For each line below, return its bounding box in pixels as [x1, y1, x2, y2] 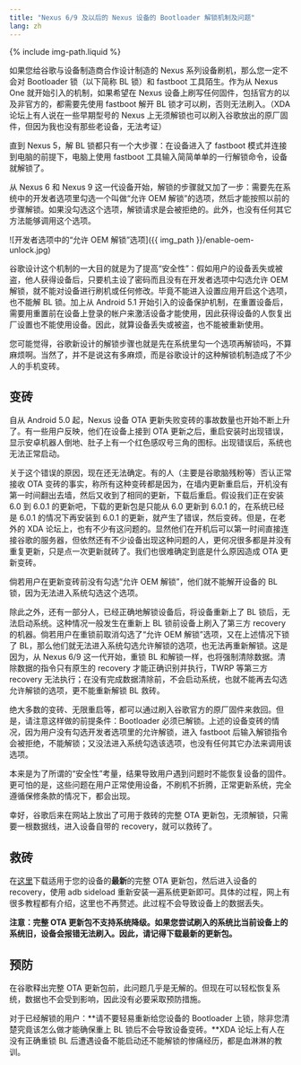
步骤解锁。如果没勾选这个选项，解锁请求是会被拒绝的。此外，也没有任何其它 [9, 204, 292, 215]
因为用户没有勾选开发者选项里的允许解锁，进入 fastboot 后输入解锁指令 [24, 726, 288, 737]
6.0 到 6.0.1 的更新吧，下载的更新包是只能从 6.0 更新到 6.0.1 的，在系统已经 [9, 501, 285, 512]
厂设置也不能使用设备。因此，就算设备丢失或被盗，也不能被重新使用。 [9, 319, 269, 330]
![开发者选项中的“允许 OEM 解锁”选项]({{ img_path [9, 234, 194, 245]
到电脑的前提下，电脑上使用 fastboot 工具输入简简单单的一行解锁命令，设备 [9, 151, 288, 162]
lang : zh [9, 22, 42, 31]
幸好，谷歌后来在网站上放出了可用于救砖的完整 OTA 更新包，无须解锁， [9, 810, 273, 821]
